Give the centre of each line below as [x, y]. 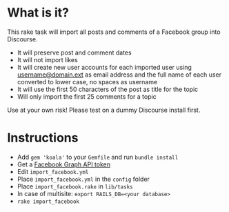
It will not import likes [47, 59]
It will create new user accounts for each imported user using [104, 67]
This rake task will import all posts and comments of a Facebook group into [114, 32]
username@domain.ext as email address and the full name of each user [119, 75]
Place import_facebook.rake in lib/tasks [75, 186]
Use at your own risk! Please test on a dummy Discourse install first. [104, 110]
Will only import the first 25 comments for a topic [87, 96]
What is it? [38, 13]
